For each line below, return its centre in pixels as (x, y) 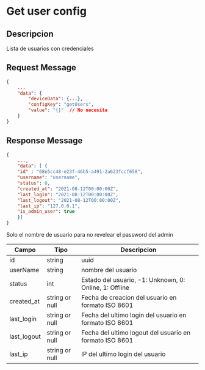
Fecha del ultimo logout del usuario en (136, 333)
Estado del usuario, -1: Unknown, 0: (133, 280)
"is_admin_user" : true (46, 212)
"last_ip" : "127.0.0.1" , (49, 206)
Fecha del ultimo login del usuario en (134, 315)
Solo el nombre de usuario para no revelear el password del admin (90, 235)
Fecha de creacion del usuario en (129, 298)
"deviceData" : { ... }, (56, 99)
